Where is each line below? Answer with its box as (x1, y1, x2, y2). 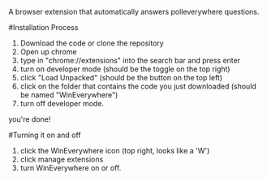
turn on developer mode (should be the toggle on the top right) (19, 64, 230, 74)
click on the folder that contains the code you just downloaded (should (19, 81, 257, 91)
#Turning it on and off (8, 130, 81, 140)
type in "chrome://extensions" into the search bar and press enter (19, 56, 241, 65)
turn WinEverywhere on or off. (19, 163, 122, 173)
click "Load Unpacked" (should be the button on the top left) (19, 73, 223, 82)
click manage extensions (19, 154, 104, 164)
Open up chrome (19, 47, 77, 56)
